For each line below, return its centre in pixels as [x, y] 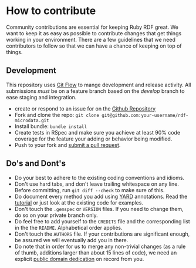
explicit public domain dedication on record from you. [79, 259]
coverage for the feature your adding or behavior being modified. [93, 139]
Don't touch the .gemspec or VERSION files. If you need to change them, [99, 209]
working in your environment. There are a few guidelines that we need [91, 39]
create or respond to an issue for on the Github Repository [85, 108]
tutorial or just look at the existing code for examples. [79, 202]
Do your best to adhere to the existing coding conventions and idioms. [99, 177]
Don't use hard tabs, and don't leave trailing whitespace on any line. [97, 184]
